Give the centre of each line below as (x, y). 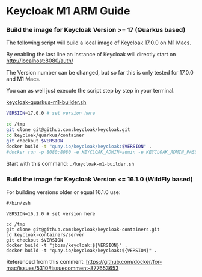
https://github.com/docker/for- (124, 261)
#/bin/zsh (19, 203)
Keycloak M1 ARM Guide (68, 11)
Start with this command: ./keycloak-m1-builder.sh (70, 163)
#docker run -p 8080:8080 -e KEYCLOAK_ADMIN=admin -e (75, 152)
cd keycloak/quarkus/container (45, 135)
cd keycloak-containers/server (45, 235)
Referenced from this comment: (46, 261)
